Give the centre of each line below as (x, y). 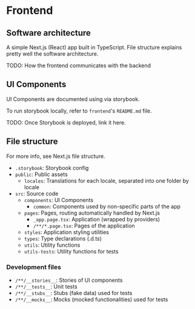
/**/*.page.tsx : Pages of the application (84, 226)
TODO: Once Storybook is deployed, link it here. (66, 122)
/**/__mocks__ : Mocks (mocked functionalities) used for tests (91, 299)
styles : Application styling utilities (66, 232)
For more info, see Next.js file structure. (56, 156)
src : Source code (37, 194)
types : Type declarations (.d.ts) (63, 238)
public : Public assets (41, 174)
